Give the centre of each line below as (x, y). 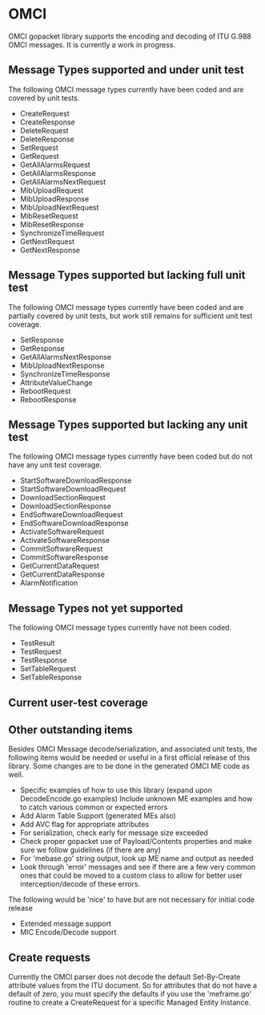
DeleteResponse (47, 139)
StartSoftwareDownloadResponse (76, 481)
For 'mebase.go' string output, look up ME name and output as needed (137, 858)
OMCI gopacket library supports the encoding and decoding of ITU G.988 (130, 36)
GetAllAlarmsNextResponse (66, 357)
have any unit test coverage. (55, 465)
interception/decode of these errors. (80, 884)
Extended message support (66, 923)
